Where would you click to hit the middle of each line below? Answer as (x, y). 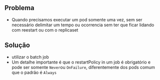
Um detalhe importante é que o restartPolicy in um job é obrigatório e (81, 62)
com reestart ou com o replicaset (45, 30)
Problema (19, 8)
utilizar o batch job (30, 57)
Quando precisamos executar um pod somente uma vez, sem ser (77, 19)
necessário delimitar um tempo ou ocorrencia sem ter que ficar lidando (83, 25)
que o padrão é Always (34, 72)
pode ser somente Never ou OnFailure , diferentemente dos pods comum (83, 67)
